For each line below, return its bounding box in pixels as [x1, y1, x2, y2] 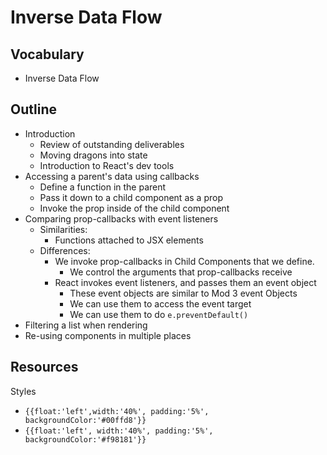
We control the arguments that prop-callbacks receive [69, 266, 293, 278]
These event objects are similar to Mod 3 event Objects [69, 287, 298, 299]
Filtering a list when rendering [24, 319, 148, 331]
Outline [10, 101, 57, 118]
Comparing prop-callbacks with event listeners [24, 212, 219, 225]
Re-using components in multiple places [24, 329, 192, 341]
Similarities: [39, 223, 88, 235]
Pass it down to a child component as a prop [39, 191, 223, 203]
